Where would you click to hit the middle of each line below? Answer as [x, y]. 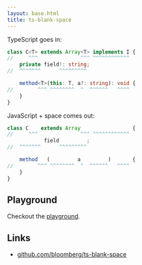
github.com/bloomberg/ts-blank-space [72, 255]
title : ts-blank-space [39, 20]
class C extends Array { [71, 128]
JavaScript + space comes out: [51, 115]
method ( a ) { [77, 160]
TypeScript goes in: [34, 39]
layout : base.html [33, 13]
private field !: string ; [55, 65]
